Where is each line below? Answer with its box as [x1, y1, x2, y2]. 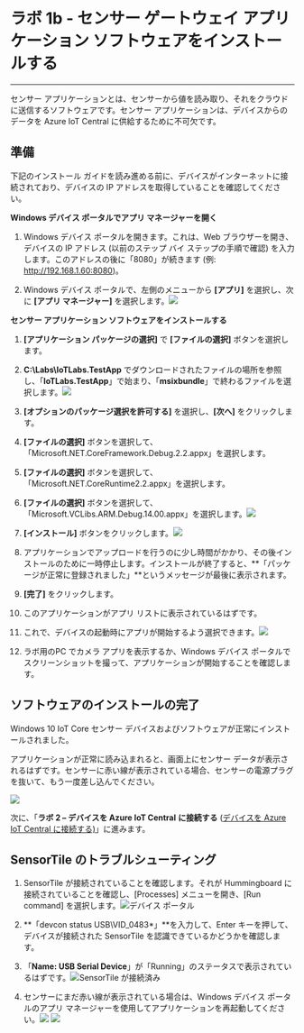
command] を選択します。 [23, 900, 121, 911]
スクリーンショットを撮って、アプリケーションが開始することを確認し [23, 657, 283, 668]
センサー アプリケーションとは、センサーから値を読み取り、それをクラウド [10, 93, 290, 104]
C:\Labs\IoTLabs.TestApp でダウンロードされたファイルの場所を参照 [23, 364, 282, 375]
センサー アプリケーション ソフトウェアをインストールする [10, 315, 228, 325]
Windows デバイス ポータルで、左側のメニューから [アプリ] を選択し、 [23, 284, 287, 295]
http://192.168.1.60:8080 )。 [23, 265, 124, 276]
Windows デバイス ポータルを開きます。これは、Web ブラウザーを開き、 [23, 231, 294, 242]
